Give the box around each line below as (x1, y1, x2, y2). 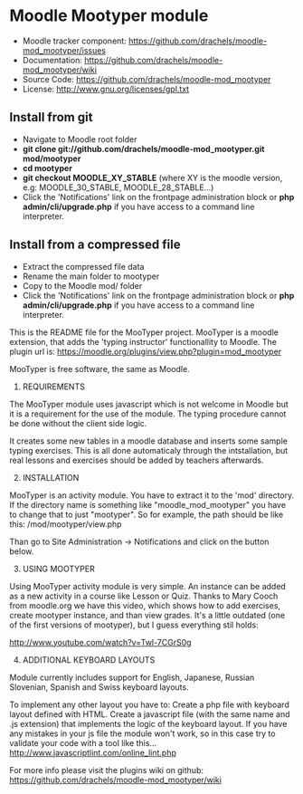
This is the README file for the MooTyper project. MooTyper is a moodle (9, 327, 279, 338)
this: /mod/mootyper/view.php (9, 518, 122, 530)
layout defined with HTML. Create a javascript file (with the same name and (9, 708, 291, 720)
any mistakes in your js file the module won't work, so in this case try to (9, 728, 276, 739)
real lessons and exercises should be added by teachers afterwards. (9, 454, 264, 465)
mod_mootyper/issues (22, 44, 107, 55)
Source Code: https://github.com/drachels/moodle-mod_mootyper (22, 73, 271, 84)
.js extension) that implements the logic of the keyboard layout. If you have (9, 718, 288, 729)
